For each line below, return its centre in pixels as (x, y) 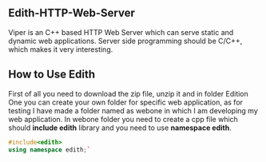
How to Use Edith (52, 75)
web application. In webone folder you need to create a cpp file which (123, 119)
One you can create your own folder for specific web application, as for (126, 102)
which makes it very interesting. (61, 49)
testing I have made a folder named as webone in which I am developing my (133, 110)
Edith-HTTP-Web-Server (72, 13)
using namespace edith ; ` (50, 150)
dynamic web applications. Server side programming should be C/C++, (125, 41)
